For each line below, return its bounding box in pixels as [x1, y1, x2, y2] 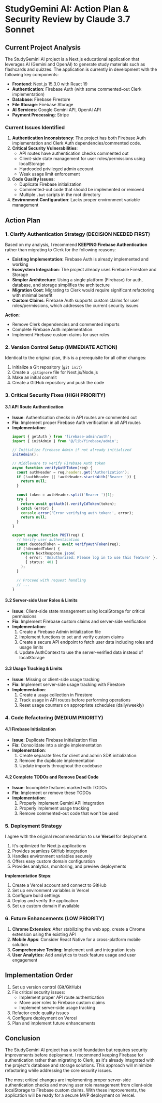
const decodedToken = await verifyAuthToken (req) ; [16, 542, 121, 547]
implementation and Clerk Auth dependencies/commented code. [12, 140, 141, 146]
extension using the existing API [12, 931, 76, 937]
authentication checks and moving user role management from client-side [5, 1082, 152, 1088]
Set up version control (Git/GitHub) [12, 984, 81, 990]
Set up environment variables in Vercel [12, 888, 89, 893]
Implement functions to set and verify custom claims [19, 634, 124, 640]
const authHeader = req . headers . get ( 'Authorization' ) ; [16, 470, 130, 475]
